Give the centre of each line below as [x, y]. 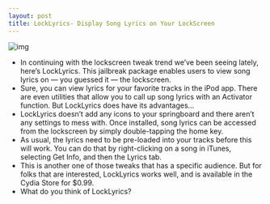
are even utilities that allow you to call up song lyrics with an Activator [136, 96]
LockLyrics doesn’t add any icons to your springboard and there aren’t [137, 113]
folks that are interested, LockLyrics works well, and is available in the [136, 174]
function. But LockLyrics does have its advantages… [107, 105]
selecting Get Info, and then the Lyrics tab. [91, 157]
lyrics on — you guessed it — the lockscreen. [95, 79]
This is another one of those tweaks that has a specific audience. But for [141, 165]
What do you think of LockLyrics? [76, 191]
